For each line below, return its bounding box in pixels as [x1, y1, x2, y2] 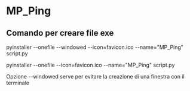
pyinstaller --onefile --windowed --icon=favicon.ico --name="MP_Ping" [6, 43, 184, 51]
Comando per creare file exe [6, 28, 114, 38]
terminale [6, 79, 30, 86]
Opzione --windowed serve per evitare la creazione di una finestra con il [6, 73, 185, 80]
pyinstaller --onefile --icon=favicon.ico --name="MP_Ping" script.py [6, 61, 175, 68]
